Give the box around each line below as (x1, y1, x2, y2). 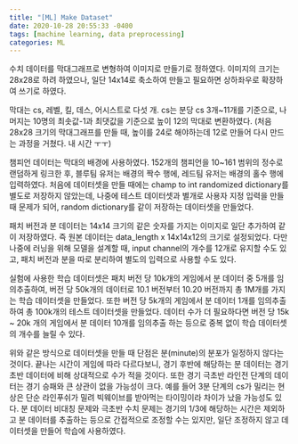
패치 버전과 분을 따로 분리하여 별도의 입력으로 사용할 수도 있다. (20, 254, 238, 265)
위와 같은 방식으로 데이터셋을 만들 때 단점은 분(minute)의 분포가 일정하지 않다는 (9, 348, 285, 358)
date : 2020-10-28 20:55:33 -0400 (9, 21, 133, 30)
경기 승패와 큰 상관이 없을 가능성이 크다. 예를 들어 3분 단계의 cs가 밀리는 (25, 381, 276, 392)
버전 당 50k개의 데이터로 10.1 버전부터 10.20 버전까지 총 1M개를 (49, 284, 270, 295)
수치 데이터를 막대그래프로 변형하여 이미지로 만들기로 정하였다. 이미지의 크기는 (9, 63, 280, 74)
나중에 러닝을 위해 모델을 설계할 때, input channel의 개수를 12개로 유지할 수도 (9, 243, 278, 254)
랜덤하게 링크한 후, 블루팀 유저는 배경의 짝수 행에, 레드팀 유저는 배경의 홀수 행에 (9, 169, 285, 179)
